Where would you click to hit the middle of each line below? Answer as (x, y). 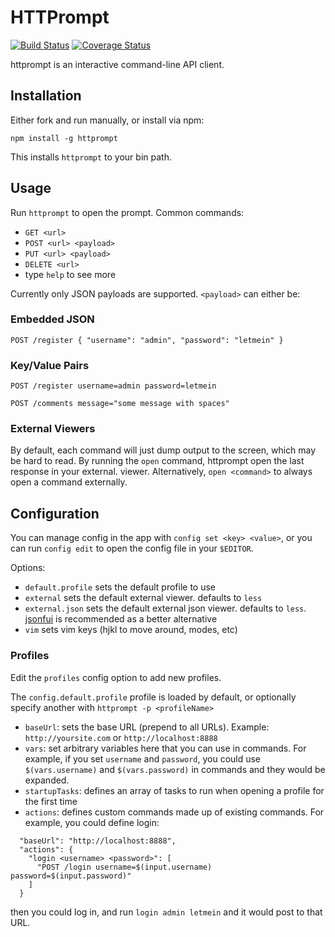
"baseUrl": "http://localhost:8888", (98, 841)
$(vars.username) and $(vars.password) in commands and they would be (175, 769)
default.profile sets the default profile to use (120, 587)
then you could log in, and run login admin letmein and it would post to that (166, 912)
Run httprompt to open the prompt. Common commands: (127, 212)
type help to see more (70, 274)
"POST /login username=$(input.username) (124, 867)
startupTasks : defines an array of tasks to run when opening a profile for (174, 790)
